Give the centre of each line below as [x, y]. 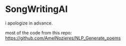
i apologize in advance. [29, 23]
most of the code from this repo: [38, 32]
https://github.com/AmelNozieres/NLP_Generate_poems [63, 38]
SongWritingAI [36, 9]
